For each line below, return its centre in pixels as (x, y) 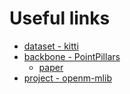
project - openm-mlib (67, 78)
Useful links (60, 18)
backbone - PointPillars (72, 56)
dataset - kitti (51, 46)
